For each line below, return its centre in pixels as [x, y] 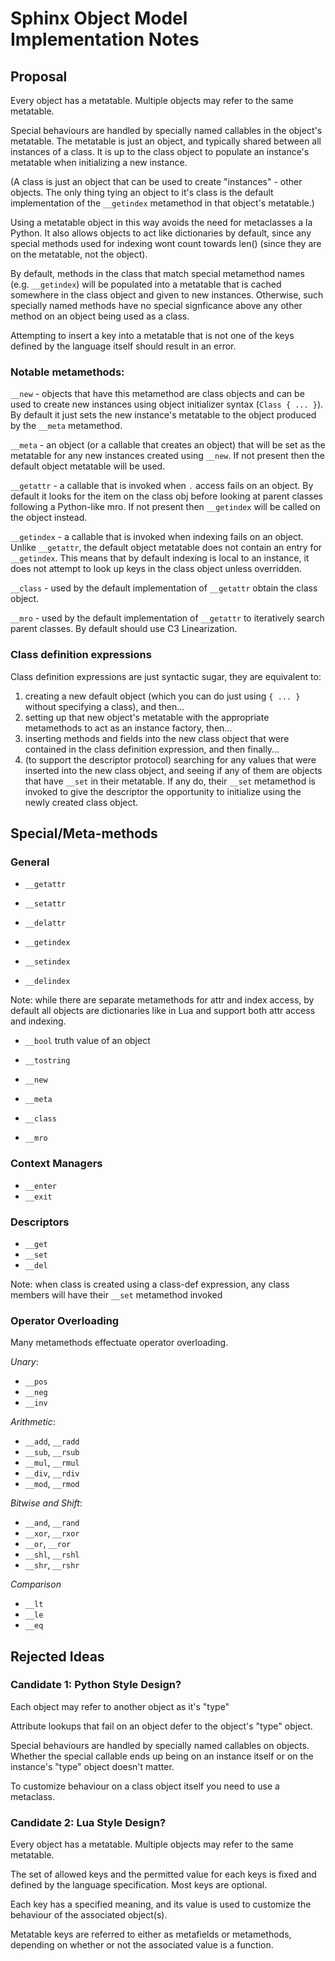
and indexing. [38, 1021]
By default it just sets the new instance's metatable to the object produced [163, 415]
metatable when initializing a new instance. [99, 162]
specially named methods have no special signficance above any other [156, 305]
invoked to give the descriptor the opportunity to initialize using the [163, 791]
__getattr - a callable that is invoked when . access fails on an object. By [162, 486]
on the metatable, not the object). [79, 254]
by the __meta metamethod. [66, 426]
